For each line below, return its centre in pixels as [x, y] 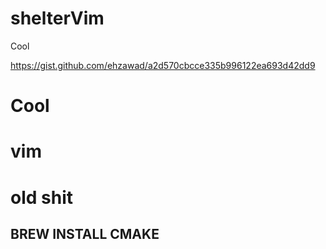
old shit [41, 197]
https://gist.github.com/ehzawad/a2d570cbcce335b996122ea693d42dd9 [163, 65]
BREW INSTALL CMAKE [85, 233]
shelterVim [57, 18]
